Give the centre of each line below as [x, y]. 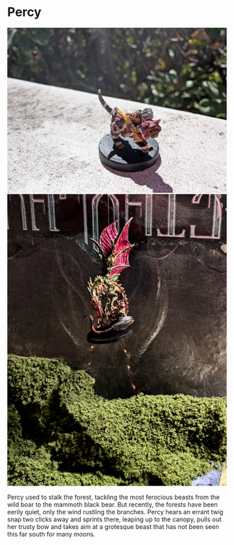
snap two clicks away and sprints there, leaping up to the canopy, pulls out [114, 519]
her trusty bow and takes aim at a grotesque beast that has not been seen [113, 526]
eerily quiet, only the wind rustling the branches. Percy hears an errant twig [116, 512]
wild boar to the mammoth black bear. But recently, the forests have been [112, 504]
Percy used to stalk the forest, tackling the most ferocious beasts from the [114, 497]
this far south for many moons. [51, 534]
